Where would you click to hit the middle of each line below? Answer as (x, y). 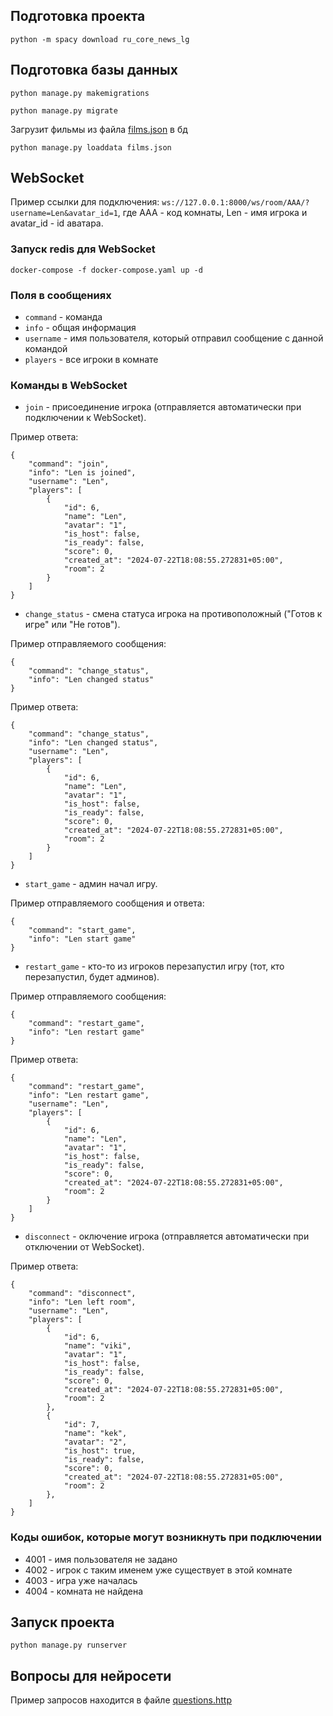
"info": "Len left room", (82, 1302)
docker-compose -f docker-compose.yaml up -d (106, 270)
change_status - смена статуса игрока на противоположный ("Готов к (173, 614)
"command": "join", (69, 464)
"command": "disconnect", (82, 1294)
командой (46, 349)
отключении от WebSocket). (84, 1247)
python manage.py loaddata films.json (91, 147)
